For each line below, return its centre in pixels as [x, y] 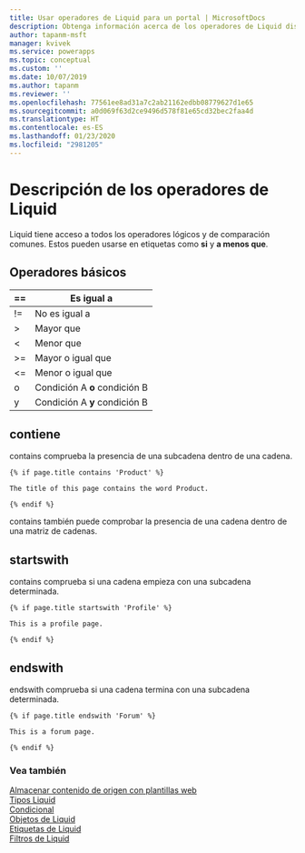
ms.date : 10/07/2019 [49, 77]
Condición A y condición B [91, 402]
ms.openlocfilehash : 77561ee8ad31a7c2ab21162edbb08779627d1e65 [132, 102]
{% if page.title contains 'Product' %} [87, 473]
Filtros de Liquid [39, 838]
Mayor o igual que [73, 357]
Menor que [58, 343]
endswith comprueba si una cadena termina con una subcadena [130, 689]
